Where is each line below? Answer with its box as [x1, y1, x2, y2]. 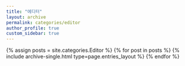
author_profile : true [6, 25, 60, 31]
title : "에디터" [6, 8, 43, 15]
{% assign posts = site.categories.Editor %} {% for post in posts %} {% [6, 47, 180, 54]
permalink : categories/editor [6, 19, 81, 25]
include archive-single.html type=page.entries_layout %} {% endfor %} [6, 53, 180, 60]
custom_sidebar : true [6, 31, 60, 37]
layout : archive [6, 14, 46, 20]
